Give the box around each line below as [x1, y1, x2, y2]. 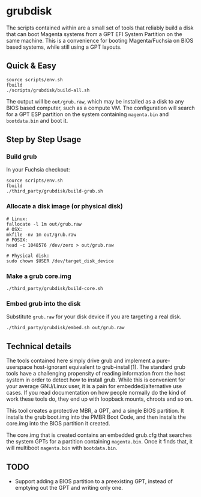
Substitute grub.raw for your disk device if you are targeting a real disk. [6, 313, 182, 320]
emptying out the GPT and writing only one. [14, 484, 123, 491]
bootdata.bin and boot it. [6, 117, 68, 124]
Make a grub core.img [6, 272, 72, 280]
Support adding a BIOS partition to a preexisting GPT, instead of [14, 477, 173, 485]
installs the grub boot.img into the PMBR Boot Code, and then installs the [6, 413, 186, 421]
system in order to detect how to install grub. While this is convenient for [6, 376, 186, 383]
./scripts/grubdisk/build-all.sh [6, 87, 90, 93]
